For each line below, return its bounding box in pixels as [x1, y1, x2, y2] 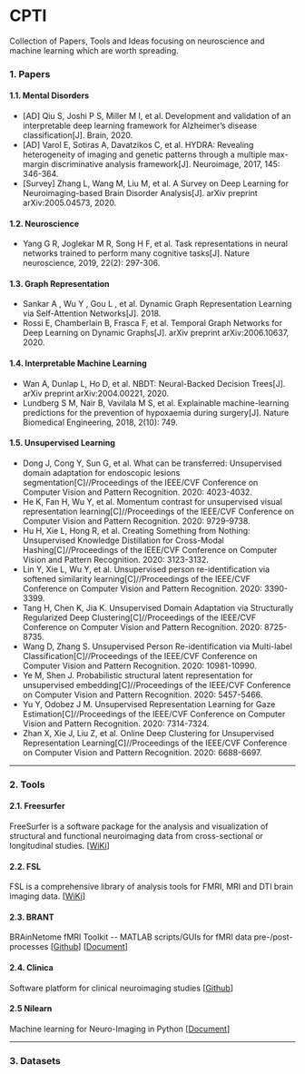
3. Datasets [9, 1054, 61, 1067]
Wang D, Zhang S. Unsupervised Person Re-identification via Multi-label [22, 641, 293, 652]
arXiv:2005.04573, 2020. [22, 197, 117, 209]
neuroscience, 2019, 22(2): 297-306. [22, 258, 161, 269]
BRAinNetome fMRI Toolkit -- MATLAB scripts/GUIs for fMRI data [9, 931, 252, 942]
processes [9, 941, 49, 952]
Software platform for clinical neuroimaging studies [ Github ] [9, 982, 234, 993]
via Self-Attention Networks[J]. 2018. [22, 308, 162, 319]
